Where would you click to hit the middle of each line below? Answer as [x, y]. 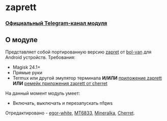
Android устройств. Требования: [40, 57]
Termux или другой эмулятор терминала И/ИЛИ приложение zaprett [87, 78]
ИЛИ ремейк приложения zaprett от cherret [60, 83]
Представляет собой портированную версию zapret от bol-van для [78, 52]
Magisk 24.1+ [26, 67]
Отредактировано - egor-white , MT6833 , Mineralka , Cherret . [70, 113]
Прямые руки [27, 72]
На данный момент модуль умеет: [43, 93]
